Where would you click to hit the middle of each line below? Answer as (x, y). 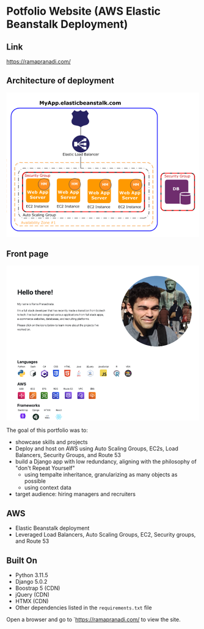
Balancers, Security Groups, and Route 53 (68, 455)
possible (35, 481)
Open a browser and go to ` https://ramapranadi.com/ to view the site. (94, 620)
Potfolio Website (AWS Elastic (83, 11)
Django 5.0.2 (31, 582)
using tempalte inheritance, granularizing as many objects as (101, 475)
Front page (27, 254)
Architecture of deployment (60, 81)
